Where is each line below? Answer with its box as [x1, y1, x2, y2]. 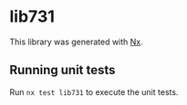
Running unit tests [9, 62, 116, 78]
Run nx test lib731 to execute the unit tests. [9, 86, 179, 97]
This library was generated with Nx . [9, 36, 143, 47]
